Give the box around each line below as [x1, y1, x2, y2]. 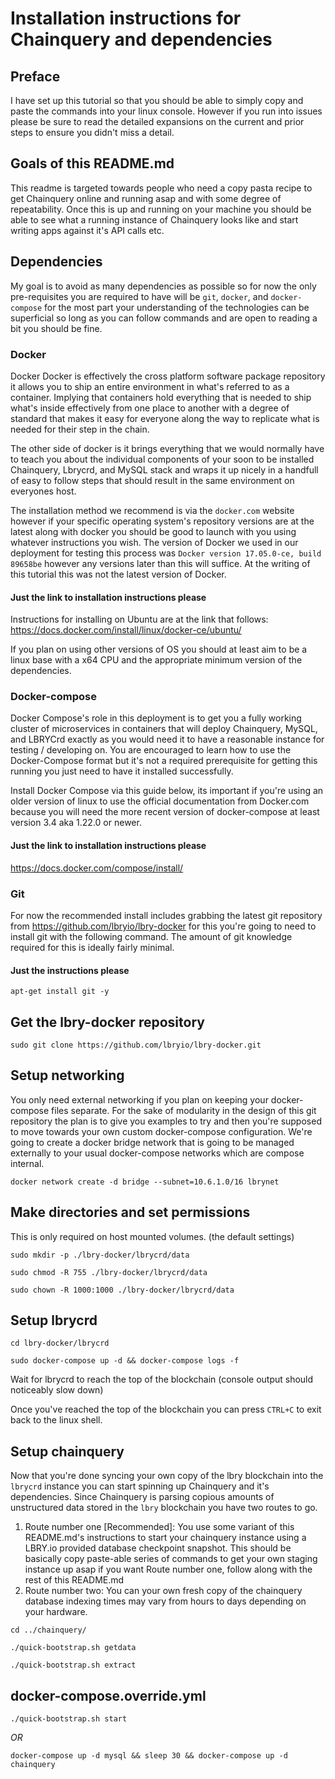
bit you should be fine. [10, 322, 103, 334]
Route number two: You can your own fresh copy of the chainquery [24, 1585, 303, 1597]
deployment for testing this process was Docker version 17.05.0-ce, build [10, 547, 322, 559]
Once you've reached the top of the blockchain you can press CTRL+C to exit [10, 1403, 322, 1416]
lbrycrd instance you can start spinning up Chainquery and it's [10, 1480, 270, 1492]
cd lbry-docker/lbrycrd [10, 1338, 110, 1349]
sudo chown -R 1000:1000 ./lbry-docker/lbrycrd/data [10, 1285, 235, 1295]
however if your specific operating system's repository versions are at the [10, 515, 315, 527]
